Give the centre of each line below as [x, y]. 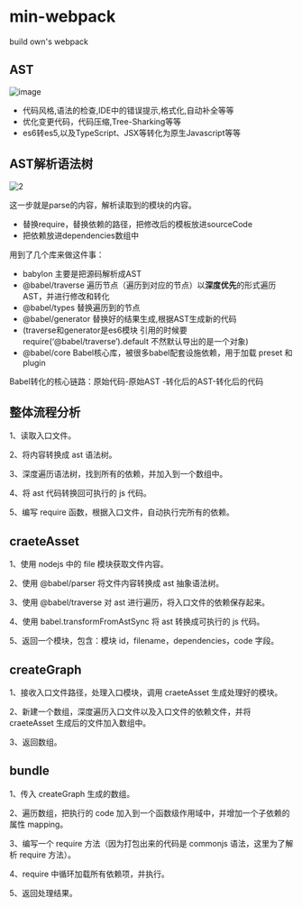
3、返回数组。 [36, 742]
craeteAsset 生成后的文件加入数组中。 [80, 723]
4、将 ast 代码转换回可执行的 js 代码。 [80, 493]
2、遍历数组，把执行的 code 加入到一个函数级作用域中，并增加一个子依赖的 [150, 812]
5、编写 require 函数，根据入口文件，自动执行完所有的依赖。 [122, 512]
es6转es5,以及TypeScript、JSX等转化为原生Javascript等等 [132, 133]
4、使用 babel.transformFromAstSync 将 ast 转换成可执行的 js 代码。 [137, 622]
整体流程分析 [45, 412]
